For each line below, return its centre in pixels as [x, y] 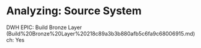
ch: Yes [16, 40]
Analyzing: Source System [74, 11]
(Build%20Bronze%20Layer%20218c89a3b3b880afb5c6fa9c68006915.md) [101, 33]
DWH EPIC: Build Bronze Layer [44, 27]
